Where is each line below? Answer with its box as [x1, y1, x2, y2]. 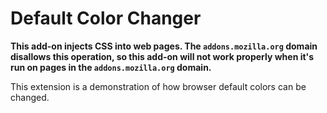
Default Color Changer [10, 7, 202, 30]
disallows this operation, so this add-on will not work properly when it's [10, 50, 315, 62]
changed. [10, 91, 50, 103]
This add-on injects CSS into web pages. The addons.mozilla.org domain [10, 40, 318, 52]
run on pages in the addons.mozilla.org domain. [10, 61, 212, 73]
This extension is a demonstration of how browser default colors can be [10, 80, 307, 92]
